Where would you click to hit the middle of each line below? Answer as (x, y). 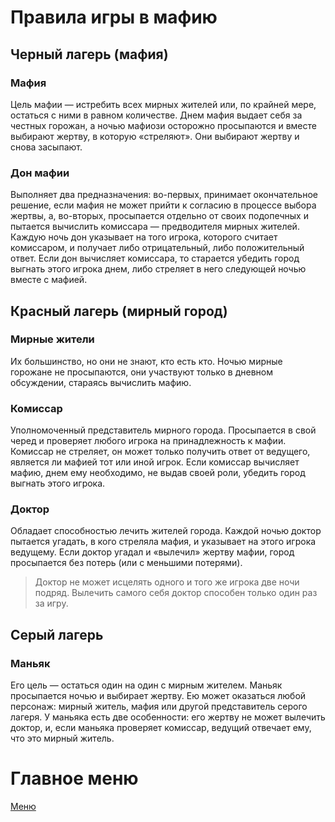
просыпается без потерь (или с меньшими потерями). (126, 563)
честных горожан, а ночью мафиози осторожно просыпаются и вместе (163, 125)
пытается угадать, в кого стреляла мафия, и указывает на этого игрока (163, 542)
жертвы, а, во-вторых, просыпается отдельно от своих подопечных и (159, 216)
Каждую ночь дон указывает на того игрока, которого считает (144, 237)
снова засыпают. (46, 147)
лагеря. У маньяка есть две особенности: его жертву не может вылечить (168, 717)
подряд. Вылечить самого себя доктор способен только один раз (176, 593)
